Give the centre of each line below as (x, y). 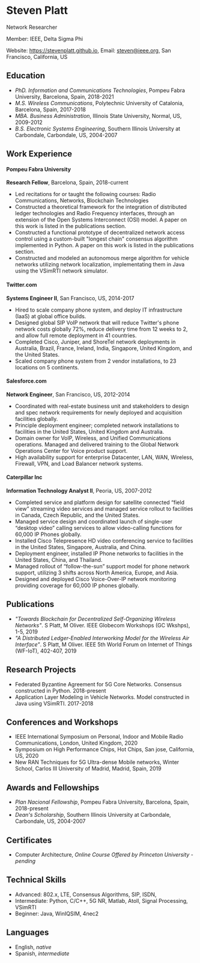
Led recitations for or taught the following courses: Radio (85, 194)
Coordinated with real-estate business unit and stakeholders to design (102, 406)
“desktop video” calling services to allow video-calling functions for (98, 528)
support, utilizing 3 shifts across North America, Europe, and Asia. (97, 573)
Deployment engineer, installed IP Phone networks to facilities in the (99, 553)
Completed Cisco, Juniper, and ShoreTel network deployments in (95, 342)
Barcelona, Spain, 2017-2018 (50, 109)
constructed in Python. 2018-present (60, 691)
